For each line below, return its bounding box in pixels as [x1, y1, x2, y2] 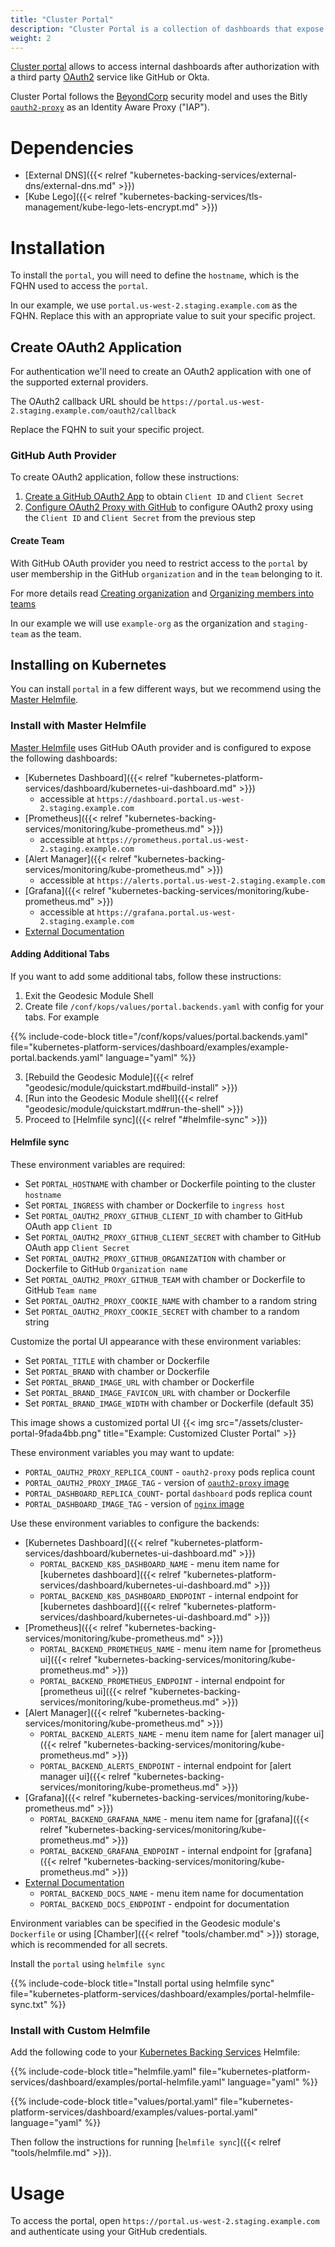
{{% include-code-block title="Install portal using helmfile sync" [10, 1977, 275, 1990]
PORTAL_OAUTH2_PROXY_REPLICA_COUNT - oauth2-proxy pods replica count [24, 1466, 316, 1478]
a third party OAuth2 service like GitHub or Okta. [10, 71, 210, 83]
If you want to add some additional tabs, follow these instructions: [10, 970, 282, 982]
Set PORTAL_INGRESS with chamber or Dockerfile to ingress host [24, 1199, 286, 1211]
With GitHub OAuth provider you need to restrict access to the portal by [10, 557, 308, 569]
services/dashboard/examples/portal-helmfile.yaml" [10, 2076, 226, 2088]
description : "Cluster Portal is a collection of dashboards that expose [10, 24, 325, 34]
